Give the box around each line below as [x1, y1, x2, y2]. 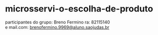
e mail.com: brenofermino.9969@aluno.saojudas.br [5, 24, 110, 30]
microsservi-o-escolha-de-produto [5, 3, 154, 14]
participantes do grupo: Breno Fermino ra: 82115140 [5, 19, 110, 25]
